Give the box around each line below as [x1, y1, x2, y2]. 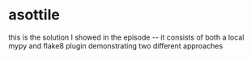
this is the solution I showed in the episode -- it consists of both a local [8, 32, 245, 42]
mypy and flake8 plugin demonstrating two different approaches [8, 40, 223, 50]
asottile [8, 6, 61, 24]
